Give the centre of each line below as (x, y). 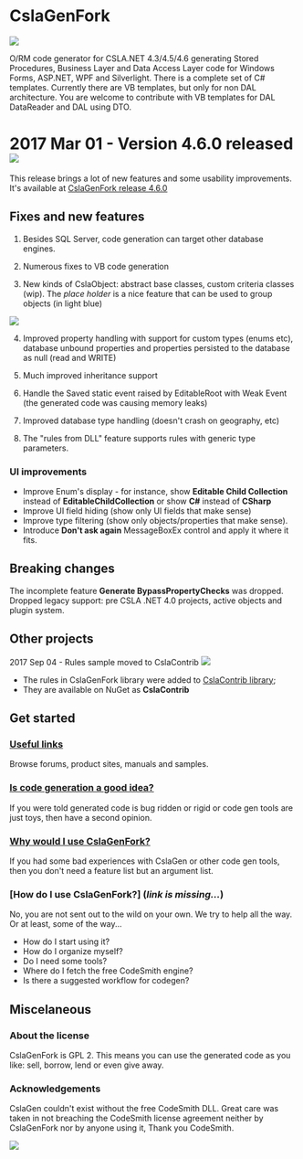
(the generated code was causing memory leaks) (115, 402)
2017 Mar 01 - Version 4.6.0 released (151, 144)
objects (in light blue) (63, 303)
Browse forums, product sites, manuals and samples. (109, 764)
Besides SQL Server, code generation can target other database (143, 239)
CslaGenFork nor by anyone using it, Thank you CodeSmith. (122, 1128)
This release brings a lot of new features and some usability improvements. (151, 178)
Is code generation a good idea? (82, 788)
